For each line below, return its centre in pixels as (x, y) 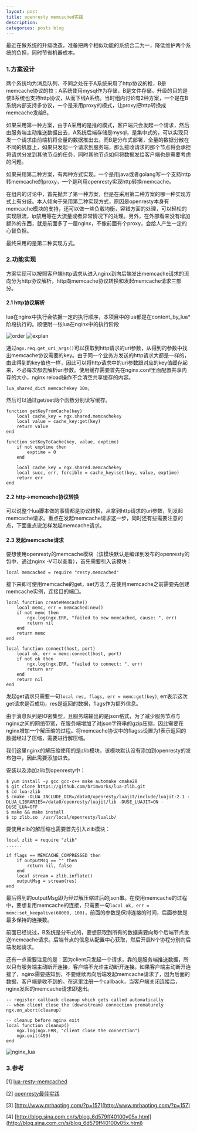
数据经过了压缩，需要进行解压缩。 (47, 738)
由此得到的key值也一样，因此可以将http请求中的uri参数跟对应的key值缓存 (94, 363)
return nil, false (50, 866)
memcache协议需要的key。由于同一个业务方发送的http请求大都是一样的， (100, 355)
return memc (31, 633)
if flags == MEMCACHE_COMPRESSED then (53, 856)
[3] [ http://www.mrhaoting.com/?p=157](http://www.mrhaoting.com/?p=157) (98, 1105)
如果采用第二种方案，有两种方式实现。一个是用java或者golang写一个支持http (98, 174)
